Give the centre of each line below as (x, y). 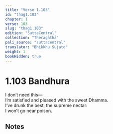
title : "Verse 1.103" (28, 10)
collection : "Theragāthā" (32, 38)
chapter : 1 (16, 19)
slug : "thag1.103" (24, 28)
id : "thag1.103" (22, 14)
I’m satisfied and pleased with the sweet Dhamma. (57, 100)
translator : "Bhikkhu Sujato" (37, 47)
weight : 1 (15, 51)
